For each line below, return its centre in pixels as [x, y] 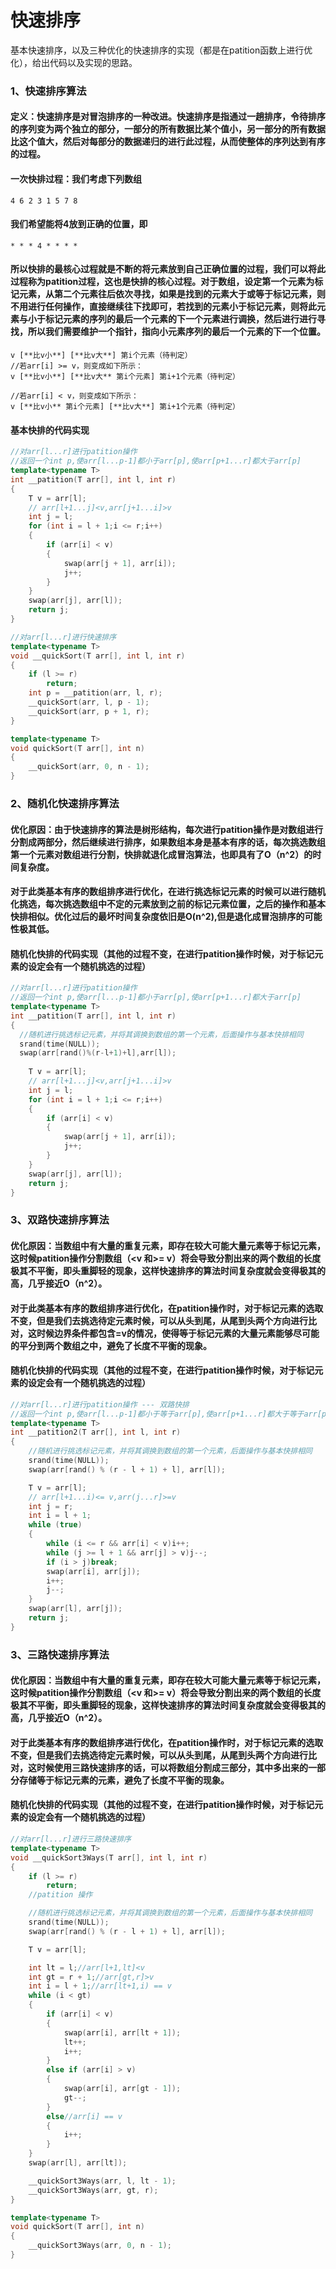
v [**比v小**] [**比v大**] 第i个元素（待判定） [101, 356]
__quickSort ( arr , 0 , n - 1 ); [89, 767]
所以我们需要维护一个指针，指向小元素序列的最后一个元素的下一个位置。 [176, 332]
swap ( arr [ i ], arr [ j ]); [93, 1571]
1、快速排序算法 [48, 91]
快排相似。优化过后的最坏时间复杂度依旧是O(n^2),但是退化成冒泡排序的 [157, 917]
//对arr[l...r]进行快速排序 [63, 637]
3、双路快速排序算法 [60, 1220]
